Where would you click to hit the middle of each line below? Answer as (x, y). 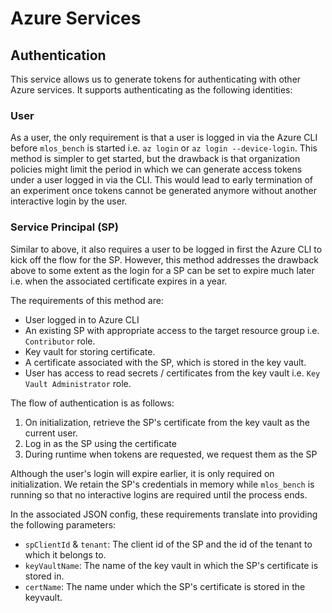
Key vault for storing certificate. (90, 351)
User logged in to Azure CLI (82, 319)
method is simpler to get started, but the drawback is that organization (155, 159)
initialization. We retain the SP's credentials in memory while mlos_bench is (162, 484)
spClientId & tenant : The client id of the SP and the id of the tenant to (168, 544)
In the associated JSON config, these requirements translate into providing (164, 514)
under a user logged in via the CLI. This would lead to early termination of (162, 180)
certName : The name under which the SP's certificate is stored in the (165, 586)
